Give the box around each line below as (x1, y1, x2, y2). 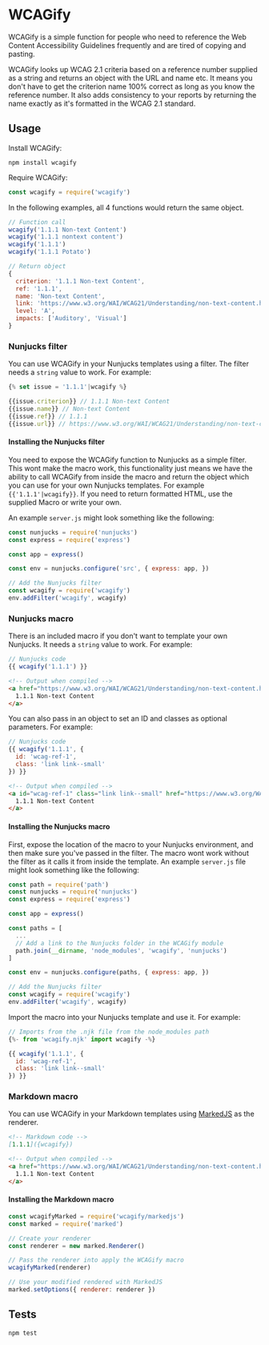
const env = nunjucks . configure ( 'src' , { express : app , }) (8, 564, 210, 573)
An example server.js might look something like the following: (8, 512, 215, 522)
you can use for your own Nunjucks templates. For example (8, 480, 205, 490)
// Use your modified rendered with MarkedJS (8, 1279, 163, 1287)
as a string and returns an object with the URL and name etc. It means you (8, 73, 253, 82)
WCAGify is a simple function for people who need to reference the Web (8, 32, 247, 42)
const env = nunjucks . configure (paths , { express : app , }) (8, 969, 210, 977)
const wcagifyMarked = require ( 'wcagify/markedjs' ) (8, 1212, 184, 1220)
